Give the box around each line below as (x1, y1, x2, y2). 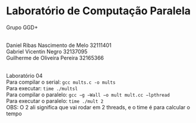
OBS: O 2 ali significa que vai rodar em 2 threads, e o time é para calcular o (6, 103, 190, 111)
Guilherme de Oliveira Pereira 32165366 (6, 54, 104, 61)
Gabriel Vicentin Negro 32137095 (6, 48, 88, 55)
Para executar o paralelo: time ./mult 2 (6, 97, 104, 105)
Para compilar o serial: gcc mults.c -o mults (6, 78, 116, 86)
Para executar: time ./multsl (6, 84, 78, 92)
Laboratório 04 (6, 72, 43, 79)
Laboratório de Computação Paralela (6, 4, 191, 18)
